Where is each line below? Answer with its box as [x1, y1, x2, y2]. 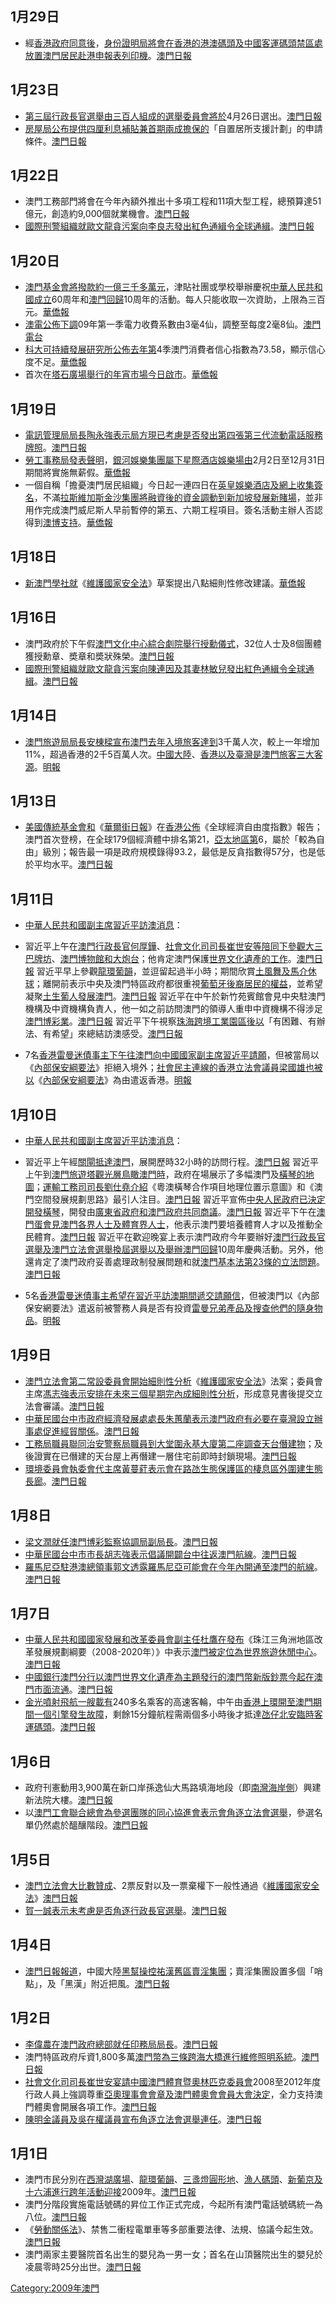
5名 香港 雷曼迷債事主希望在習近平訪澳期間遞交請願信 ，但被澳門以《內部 [24, 1289, 320, 1301]
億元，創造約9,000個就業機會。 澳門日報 [24, 208, 190, 220]
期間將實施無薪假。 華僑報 [24, 467, 131, 479]
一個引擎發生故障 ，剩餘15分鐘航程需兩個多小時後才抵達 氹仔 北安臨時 [33, 1708, 315, 1721]
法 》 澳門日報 [24, 1892, 78, 1904]
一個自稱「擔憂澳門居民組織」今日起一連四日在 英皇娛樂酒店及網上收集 [24, 479, 315, 491]
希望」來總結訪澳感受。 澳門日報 [51, 1028, 183, 1040]
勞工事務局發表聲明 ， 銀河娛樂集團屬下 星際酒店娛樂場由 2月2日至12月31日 [24, 454, 326, 466]
